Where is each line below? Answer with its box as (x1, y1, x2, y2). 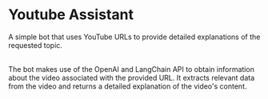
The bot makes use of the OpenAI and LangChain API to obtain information (8, 64, 254, 73)
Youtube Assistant (8, 6, 134, 24)
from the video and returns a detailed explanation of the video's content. (8, 81, 247, 91)
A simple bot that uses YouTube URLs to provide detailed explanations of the (8, 32, 261, 42)
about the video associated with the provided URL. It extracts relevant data (8, 73, 255, 82)
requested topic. (8, 40, 62, 49)
